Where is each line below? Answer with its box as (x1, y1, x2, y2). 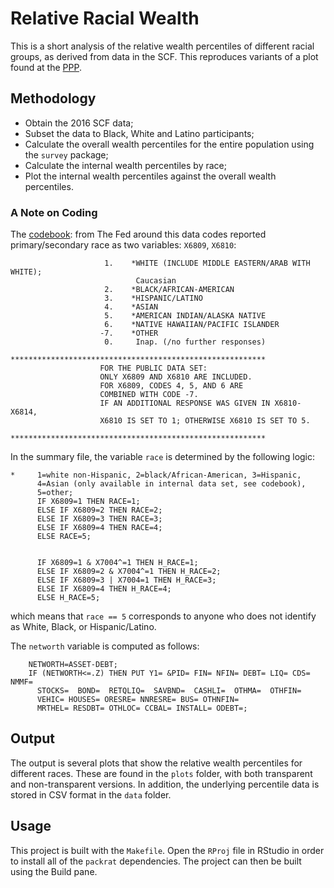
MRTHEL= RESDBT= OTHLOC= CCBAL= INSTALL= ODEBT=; (36, 703, 248, 714)
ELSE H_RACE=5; (36, 593, 101, 603)
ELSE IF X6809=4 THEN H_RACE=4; (36, 584, 172, 594)
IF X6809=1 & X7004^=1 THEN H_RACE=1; (36, 558, 199, 568)
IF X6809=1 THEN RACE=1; (36, 497, 141, 507)
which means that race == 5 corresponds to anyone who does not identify (10, 610, 317, 622)
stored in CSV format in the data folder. (10, 788, 172, 801)
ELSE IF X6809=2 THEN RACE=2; (36, 505, 163, 516)
